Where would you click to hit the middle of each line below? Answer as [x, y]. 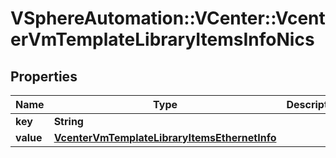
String [68, 121]
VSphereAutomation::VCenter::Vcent [168, 18]
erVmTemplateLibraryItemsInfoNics [162, 39]
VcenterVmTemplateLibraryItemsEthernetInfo [165, 137]
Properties [44, 76]
